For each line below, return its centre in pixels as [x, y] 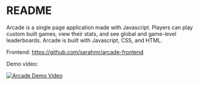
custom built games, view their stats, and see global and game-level [92, 33]
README [29, 11]
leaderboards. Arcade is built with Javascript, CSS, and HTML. [84, 40]
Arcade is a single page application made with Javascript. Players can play [99, 27]
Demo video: [22, 64]
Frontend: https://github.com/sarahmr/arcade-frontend [75, 52]
